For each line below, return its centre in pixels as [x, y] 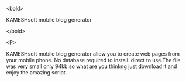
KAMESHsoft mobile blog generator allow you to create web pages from [93, 54]
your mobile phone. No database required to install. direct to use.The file [93, 60]
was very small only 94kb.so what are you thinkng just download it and [92, 66]
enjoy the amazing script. [37, 72]
